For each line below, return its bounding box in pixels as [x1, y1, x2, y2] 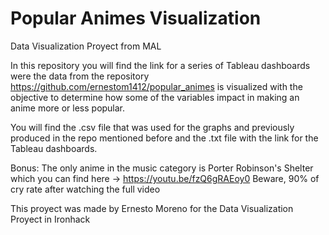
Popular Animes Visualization [10, 7, 262, 30]
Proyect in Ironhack [10, 213, 91, 225]
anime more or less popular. [10, 102, 126, 114]
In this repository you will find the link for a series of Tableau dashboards [10, 59, 311, 71]
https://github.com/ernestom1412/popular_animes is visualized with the [10, 80, 303, 92]
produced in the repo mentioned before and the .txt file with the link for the [10, 132, 319, 144]
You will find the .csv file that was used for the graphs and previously [10, 121, 295, 133]
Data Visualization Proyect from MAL [10, 40, 162, 52]
